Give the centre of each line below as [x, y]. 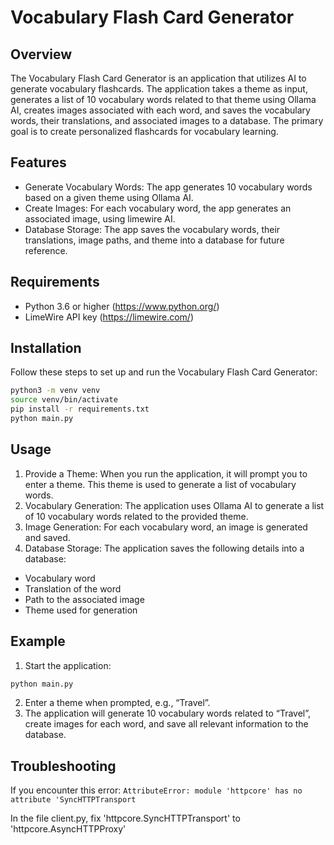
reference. [46, 250]
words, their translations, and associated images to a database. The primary [167, 120]
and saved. [47, 537]
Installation [46, 348]
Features [38, 162]
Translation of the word [73, 588]
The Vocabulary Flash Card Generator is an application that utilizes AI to [158, 78]
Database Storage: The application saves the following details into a [164, 548]
